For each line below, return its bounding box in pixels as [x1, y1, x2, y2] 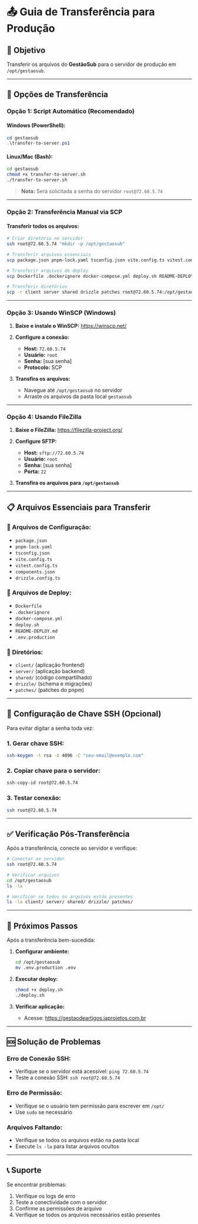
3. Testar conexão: [6, 794, 61, 802]
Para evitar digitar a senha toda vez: [6, 724, 94, 731]
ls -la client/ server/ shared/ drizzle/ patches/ [6, 899, 133, 905]
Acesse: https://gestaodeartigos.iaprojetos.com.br [24, 1014, 146, 1022]
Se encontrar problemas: [6, 1181, 67, 1188]
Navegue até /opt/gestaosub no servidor [24, 387, 123, 394]
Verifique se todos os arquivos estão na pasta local [15, 1136, 140, 1143]
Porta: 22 [24, 468, 46, 475]
